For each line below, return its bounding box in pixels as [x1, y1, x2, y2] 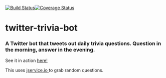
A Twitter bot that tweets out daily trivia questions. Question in [5, 40, 161, 47]
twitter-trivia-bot [5, 22, 78, 33]
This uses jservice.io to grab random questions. [5, 67, 104, 73]
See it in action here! [5, 57, 48, 63]
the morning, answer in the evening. [5, 46, 95, 53]
